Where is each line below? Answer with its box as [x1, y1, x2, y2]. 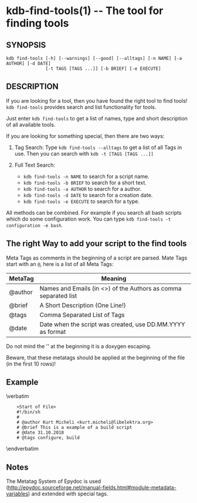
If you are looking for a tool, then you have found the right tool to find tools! [6, 97, 188, 104]
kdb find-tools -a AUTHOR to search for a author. [23, 185, 142, 192]
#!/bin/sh [16, 409, 41, 415]
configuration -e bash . [6, 221, 63, 228]
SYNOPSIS [6, 40, 46, 50]
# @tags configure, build [16, 435, 80, 441]
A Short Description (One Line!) [39, 301, 126, 309]
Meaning [101, 274, 127, 282]
